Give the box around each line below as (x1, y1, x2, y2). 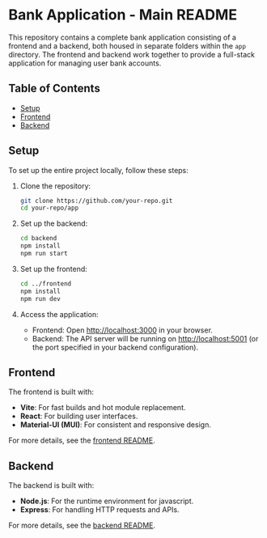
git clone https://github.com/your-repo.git (19, 197, 173, 205)
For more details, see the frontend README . (8, 435, 155, 446)
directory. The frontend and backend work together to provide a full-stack (8, 49, 255, 59)
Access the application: (19, 309, 99, 319)
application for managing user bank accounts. (8, 58, 162, 68)
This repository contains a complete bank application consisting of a (8, 32, 237, 42)
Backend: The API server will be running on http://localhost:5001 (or (32, 333, 259, 343)
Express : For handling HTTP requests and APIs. (19, 505, 180, 515)
